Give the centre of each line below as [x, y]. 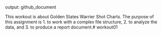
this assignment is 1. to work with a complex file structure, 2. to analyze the [81, 22]
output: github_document [31, 7]
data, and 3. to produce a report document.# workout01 [62, 27]
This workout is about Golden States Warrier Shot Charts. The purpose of [80, 17]
